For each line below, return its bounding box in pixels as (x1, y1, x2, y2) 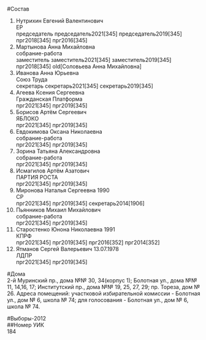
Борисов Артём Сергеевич (15, 109, 87, 115)
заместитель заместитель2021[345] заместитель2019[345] (15, 56, 172, 63)
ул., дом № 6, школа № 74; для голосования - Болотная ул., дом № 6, (7, 296, 189, 303)
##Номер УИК (7, 322, 45, 328)
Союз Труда (15, 76, 48, 83)
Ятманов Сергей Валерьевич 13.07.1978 (15, 245, 119, 252)
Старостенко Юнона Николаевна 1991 (15, 226, 115, 233)
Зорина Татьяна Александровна (15, 147, 101, 155)
